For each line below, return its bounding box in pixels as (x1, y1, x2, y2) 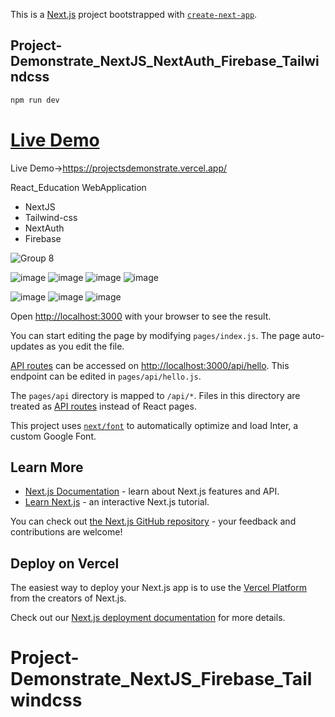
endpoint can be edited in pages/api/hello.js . (10, 370, 202, 382)
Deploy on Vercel (10, 555, 120, 572)
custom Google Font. (10, 430, 97, 442)
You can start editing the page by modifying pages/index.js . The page (10, 329, 301, 341)
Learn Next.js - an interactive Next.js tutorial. (24, 496, 210, 508)
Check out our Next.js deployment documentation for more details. (10, 612, 286, 624)
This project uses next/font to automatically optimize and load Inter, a (10, 419, 299, 431)
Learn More (10, 459, 84, 476)
